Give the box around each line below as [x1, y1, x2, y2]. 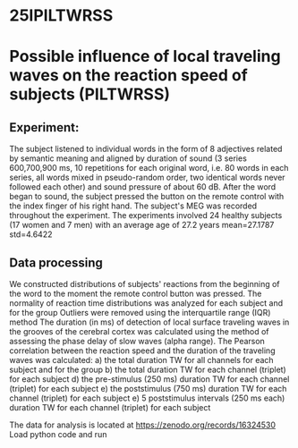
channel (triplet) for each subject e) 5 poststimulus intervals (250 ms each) [9, 393, 285, 403]
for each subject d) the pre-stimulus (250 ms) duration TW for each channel [9, 374, 290, 385]
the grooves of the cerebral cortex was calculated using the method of [9, 326, 270, 336]
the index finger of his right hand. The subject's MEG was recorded [9, 200, 258, 211]
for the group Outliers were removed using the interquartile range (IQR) [9, 308, 271, 317]
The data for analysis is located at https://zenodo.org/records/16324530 [9, 419, 276, 430]
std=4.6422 [9, 229, 53, 240]
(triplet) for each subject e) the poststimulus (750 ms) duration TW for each [9, 384, 287, 393]
